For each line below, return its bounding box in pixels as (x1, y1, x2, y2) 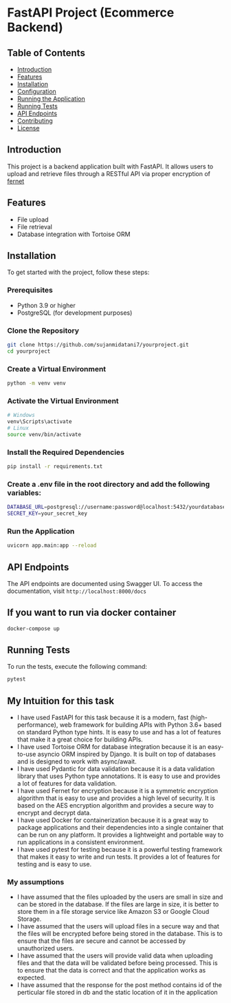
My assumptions (7, 877, 65, 887)
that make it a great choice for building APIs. (16, 735, 143, 743)
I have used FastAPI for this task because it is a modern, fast (16, 713, 189, 722)
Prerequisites (7, 285, 53, 295)
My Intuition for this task (7, 695, 115, 707)
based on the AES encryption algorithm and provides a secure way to (16, 801, 214, 810)
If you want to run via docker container (7, 607, 177, 619)
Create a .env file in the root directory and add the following (7, 479, 210, 489)
